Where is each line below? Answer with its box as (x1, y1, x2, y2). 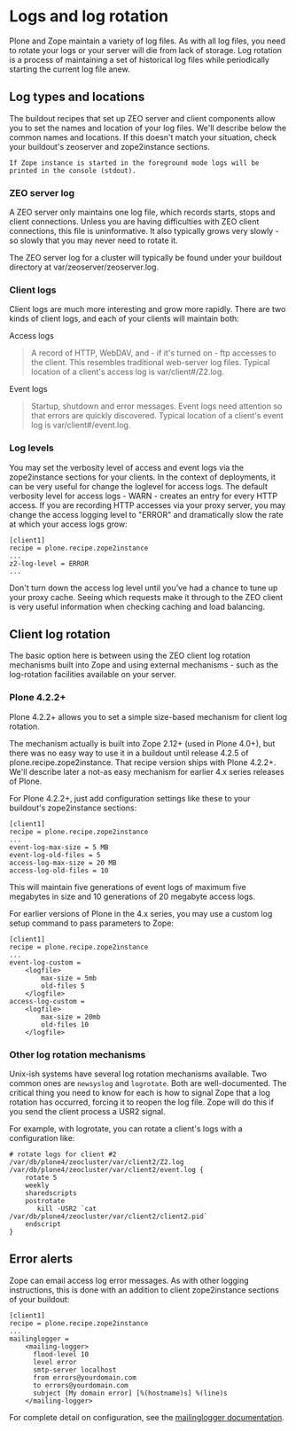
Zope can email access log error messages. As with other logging (9, 1275, 250, 1286)
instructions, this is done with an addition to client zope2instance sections (9, 1284, 279, 1295)
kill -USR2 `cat (36, 1204, 97, 1214)
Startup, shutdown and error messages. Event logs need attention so (30, 401, 283, 411)
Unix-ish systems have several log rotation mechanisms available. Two (9, 1068, 268, 1079)
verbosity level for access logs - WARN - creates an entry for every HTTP (9, 490, 277, 501)
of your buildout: (9, 1294, 70, 1304)
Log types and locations (9, 90, 145, 105)
